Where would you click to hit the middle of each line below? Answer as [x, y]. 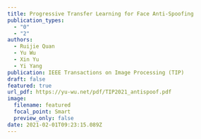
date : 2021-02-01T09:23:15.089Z [55, 125]
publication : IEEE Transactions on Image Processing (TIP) [96, 72]
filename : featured [42, 105]
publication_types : [36, 20]
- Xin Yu [26, 60]
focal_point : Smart [42, 112]
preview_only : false [44, 118]
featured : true [30, 86]
